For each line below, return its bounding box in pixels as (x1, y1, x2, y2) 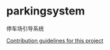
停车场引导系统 (6, 25, 44, 32)
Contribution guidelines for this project (6, 37, 104, 44)
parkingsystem (6, 4, 86, 18)
